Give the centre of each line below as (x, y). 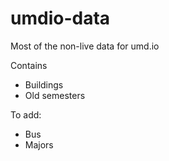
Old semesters (55, 95)
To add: (26, 114)
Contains (29, 65)
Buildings (44, 84)
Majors (39, 144)
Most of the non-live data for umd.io (85, 46)
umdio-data (60, 18)
